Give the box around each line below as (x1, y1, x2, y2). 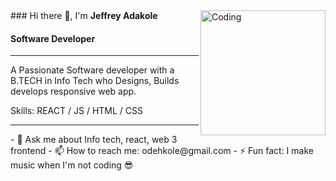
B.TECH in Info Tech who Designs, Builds (10, 75, 180, 87)
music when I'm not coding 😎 (10, 159, 134, 171)
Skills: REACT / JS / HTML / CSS (10, 105, 143, 117)
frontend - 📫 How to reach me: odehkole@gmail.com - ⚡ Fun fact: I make (10, 145, 314, 157)
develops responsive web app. (10, 85, 137, 98)
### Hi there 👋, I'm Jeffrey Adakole (10, 10, 158, 21)
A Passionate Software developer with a (10, 64, 175, 76)
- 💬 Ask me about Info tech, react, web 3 (10, 134, 178, 146)
